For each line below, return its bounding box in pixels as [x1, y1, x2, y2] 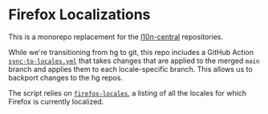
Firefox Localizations [8, 6, 151, 24]
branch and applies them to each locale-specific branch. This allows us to [8, 64, 253, 73]
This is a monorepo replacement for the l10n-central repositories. [8, 32, 223, 41]
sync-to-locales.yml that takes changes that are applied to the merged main [8, 56, 260, 65]
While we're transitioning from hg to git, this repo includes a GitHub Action [8, 47, 254, 57]
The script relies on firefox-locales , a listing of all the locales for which [8, 88, 247, 97]
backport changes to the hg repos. [8, 73, 123, 82]
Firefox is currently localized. [8, 96, 104, 106]
